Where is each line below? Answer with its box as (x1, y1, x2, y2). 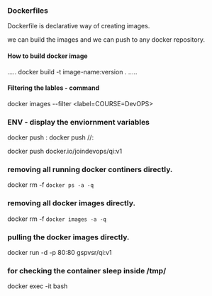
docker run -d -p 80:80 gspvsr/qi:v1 (7, 248, 112, 256)
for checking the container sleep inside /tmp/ (7, 266, 167, 275)
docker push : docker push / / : (7, 133, 94, 142)
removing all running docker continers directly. (7, 164, 173, 174)
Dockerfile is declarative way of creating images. (7, 22, 150, 30)
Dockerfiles (7, 6, 48, 16)
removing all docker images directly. (7, 198, 136, 208)
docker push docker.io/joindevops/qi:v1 (7, 147, 123, 155)
